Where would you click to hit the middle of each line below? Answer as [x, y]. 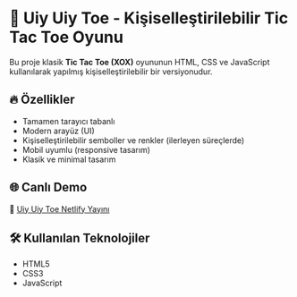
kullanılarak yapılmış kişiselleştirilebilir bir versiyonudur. [111, 72]
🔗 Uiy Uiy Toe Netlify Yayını [59, 208]
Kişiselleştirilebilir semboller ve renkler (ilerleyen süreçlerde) [133, 140]
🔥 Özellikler [42, 100]
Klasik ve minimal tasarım [69, 159]
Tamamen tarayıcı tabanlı [68, 121]
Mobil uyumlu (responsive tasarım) [86, 149]
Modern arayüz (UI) [59, 131]
